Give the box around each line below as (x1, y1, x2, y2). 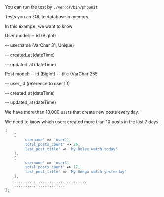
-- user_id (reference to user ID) (5, 81, 70, 86)
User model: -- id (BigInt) (5, 33, 56, 38)
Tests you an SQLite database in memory (5, 14, 89, 19)
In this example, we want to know (5, 23, 73, 29)
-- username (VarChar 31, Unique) (5, 42, 74, 48)
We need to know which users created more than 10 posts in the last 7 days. (5, 119, 160, 125)
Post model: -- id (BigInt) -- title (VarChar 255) (5, 71, 99, 77)
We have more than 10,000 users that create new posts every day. (5, 109, 139, 115)
